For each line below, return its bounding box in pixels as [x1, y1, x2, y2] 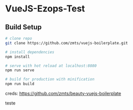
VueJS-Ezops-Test [5, 3, 85, 14]
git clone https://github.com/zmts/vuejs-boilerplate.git [5, 40, 128, 45]
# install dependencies [5, 49, 55, 55]
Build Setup [5, 23, 42, 31]
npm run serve [5, 68, 35, 73]
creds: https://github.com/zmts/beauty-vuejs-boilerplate [5, 91, 121, 96]
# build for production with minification [5, 77, 95, 82]
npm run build [5, 82, 35, 87]
